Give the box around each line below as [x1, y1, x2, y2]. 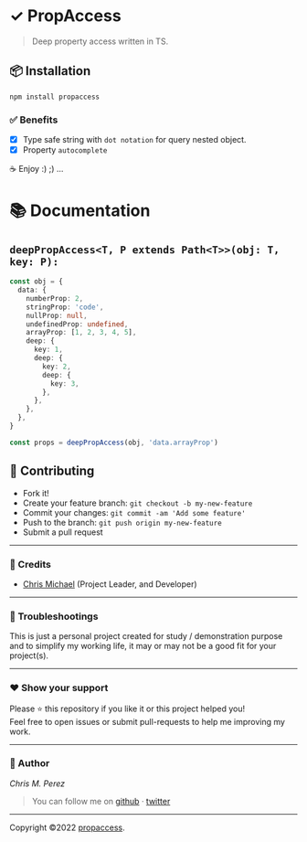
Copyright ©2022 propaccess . [9, 822, 125, 833]
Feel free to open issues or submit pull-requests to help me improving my [9, 716, 286, 727]
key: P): [9, 255, 59, 268]
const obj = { [9, 277, 64, 286]
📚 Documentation [9, 200, 151, 221]
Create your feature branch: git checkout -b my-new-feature [22, 497, 253, 508]
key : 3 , [49, 378, 79, 389]
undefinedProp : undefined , [26, 319, 129, 329]
